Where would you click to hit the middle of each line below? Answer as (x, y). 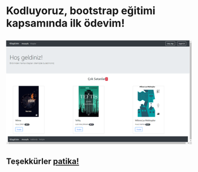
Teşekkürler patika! (43, 161)
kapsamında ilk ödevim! (65, 23)
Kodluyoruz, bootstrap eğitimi (81, 11)
